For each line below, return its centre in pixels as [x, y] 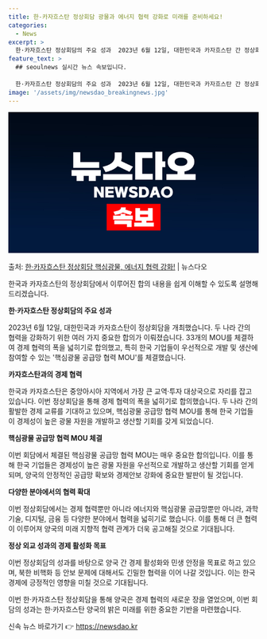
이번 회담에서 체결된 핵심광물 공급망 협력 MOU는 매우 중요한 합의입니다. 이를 [127, 455]
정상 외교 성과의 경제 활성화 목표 [57, 545]
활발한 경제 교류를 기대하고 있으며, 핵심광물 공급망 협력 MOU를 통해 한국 [120, 411]
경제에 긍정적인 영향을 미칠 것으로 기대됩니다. [78, 582]
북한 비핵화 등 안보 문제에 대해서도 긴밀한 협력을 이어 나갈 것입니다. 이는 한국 [137, 572]
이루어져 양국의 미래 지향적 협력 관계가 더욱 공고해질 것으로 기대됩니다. [126, 529]
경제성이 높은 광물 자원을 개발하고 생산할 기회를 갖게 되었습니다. [115, 421]
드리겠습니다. [29, 294]
